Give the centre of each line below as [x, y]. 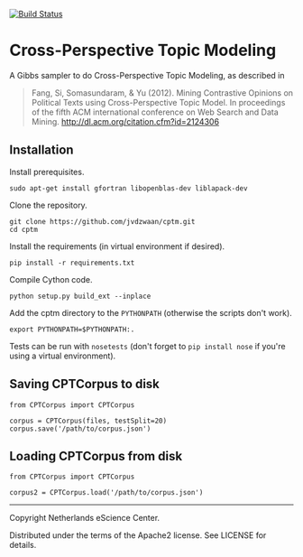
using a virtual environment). [63, 356]
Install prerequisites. [47, 172]
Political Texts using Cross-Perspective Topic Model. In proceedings [158, 102]
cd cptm [24, 229]
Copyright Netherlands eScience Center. [85, 518]
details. [23, 545]
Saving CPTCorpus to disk [85, 384]
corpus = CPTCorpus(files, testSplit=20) [88, 421]
